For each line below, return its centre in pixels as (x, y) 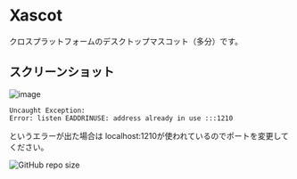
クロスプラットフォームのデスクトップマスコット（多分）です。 (126, 41)
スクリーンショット (62, 72)
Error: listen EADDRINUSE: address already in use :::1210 (121, 118)
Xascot (36, 16)
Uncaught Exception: (48, 110)
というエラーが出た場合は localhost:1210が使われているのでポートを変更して (149, 135)
